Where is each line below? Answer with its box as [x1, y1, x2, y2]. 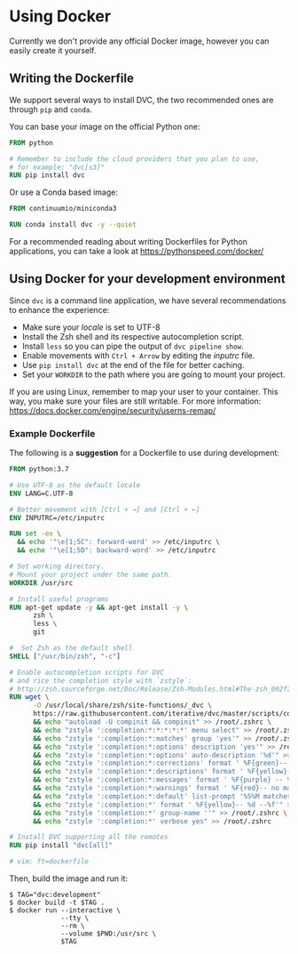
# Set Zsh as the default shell [9, 644, 133, 653]
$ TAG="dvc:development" [9, 891, 101, 900]
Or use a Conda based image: [9, 187, 118, 197]
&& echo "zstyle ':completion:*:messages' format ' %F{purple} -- [32, 775, 284, 784]
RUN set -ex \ [9, 529, 62, 539]
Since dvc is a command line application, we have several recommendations [9, 295, 286, 306]
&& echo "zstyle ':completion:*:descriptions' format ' [32, 767, 244, 776]
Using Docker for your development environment [9, 271, 286, 286]
